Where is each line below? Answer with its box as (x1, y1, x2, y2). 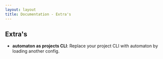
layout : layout (5, 7, 36, 12)
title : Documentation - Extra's (5, 12, 71, 17)
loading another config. (12, 48, 60, 54)
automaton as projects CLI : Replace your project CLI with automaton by (12, 43, 158, 49)
